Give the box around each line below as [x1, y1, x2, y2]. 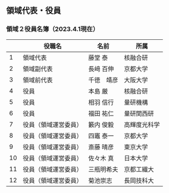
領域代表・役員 [6, 5, 61, 16]
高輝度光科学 [124, 120, 160, 129]
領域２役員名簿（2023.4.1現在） [6, 25, 99, 33]
